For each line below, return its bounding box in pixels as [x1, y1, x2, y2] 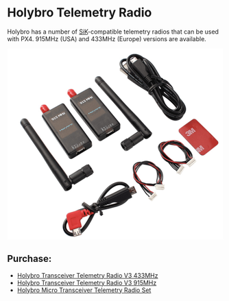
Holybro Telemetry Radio [7, 5, 152, 21]
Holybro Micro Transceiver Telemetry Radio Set [16, 286, 152, 294]
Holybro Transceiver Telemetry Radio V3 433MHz [16, 271, 158, 279]
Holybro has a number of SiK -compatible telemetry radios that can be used [7, 27, 219, 36]
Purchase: [7, 253, 52, 265]
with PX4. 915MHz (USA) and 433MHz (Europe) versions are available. [7, 34, 207, 43]
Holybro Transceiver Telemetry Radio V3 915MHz [16, 278, 157, 287]
